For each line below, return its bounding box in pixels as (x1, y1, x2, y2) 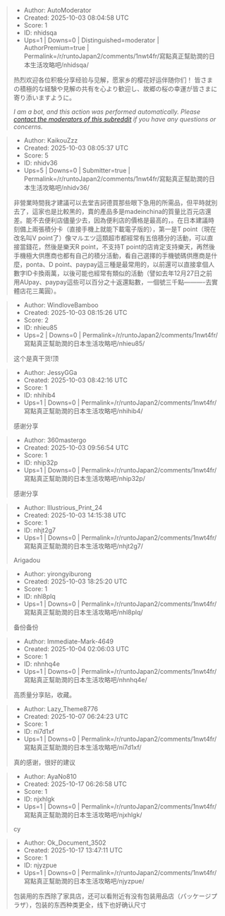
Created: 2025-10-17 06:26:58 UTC (23, 780, 128, 788)
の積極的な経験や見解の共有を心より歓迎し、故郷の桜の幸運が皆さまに (13, 85, 218, 93)
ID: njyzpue (23, 861, 57, 869)
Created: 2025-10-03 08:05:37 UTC (23, 144, 128, 152)
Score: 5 (23, 151, 49, 160)
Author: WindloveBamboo (23, 301, 99, 309)
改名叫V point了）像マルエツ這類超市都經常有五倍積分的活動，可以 (13, 234, 207, 242)
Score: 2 (23, 316, 49, 324)
